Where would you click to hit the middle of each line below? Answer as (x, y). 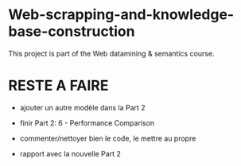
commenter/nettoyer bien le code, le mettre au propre (108, 138)
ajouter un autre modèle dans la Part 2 (82, 107)
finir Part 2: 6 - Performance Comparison (87, 123)
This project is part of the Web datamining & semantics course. (111, 53)
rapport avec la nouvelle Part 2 (70, 153)
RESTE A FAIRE (58, 86)
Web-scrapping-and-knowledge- (121, 15)
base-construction (72, 31)
